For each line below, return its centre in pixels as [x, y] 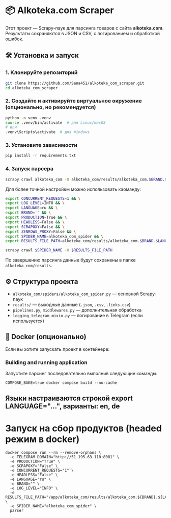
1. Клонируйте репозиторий [41, 72]
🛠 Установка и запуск [42, 55]
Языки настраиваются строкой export [69, 398]
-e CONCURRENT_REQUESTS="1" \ [42, 471]
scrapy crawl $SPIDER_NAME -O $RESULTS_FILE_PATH [59, 250]
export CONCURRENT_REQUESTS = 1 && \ [43, 198]
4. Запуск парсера [29, 169]
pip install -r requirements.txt [41, 156]
